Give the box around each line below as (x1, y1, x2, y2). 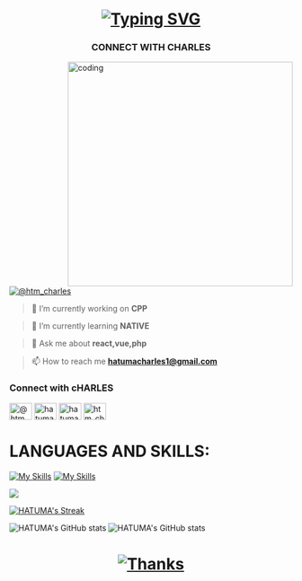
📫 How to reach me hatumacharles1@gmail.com (31, 356, 218, 367)
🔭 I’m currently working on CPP (31, 304, 148, 314)
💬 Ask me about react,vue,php (31, 338, 147, 349)
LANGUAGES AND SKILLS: (9, 441, 210, 462)
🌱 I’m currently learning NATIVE (31, 321, 150, 331)
